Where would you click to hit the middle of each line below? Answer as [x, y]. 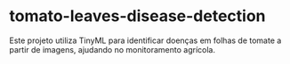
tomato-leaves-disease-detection [137, 16]
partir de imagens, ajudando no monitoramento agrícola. [113, 49]
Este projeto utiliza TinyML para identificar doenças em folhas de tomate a [145, 40]
